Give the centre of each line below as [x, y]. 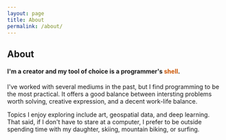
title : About [26, 20]
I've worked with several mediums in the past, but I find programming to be [113, 86]
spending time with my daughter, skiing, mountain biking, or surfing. [103, 129]
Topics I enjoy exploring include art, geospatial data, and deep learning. [109, 115]
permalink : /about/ [35, 26]
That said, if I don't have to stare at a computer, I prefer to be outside [104, 121]
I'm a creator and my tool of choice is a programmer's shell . [94, 71]
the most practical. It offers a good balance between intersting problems [110, 94]
